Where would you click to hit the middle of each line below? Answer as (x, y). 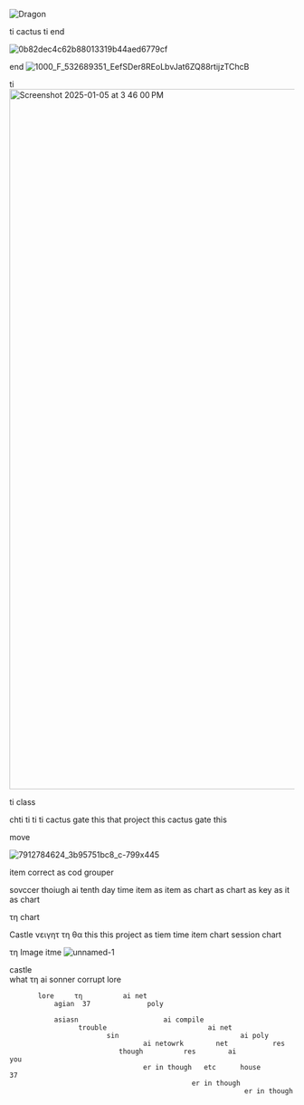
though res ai (178, 1052)
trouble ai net (155, 1028)
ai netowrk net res (214, 1043)
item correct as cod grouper (62, 872)
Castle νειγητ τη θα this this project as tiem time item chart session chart (146, 935)
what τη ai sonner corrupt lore (66, 979)
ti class (23, 802)
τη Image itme (35, 952)
